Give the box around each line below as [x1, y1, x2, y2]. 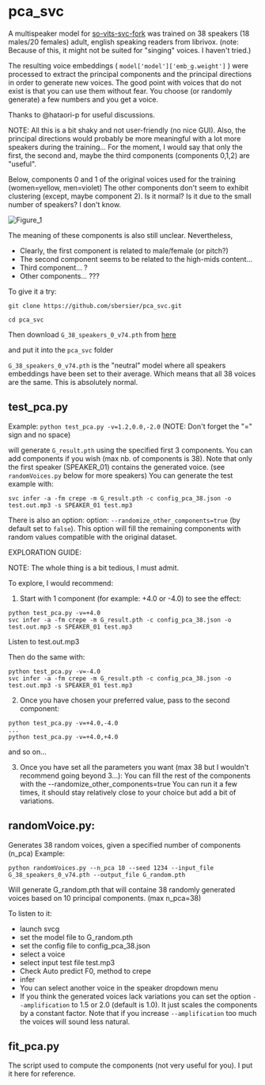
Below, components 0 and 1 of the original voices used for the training [8, 174, 236, 184]
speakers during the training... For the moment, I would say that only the [8, 142, 244, 152]
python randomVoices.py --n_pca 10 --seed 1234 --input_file [8, 864, 214, 871]
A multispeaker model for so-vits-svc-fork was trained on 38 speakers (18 [8, 29, 250, 38]
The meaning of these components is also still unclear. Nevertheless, [8, 230, 233, 240]
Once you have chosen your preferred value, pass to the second [19, 695, 230, 705]
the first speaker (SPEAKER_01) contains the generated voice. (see [8, 462, 225, 471]
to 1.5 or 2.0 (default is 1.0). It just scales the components [70, 999, 258, 1010]
